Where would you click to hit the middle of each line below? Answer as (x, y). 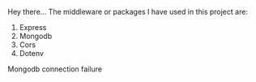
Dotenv (31, 53)
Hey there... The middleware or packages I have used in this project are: (128, 12)
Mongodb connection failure (55, 69)
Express (33, 27)
